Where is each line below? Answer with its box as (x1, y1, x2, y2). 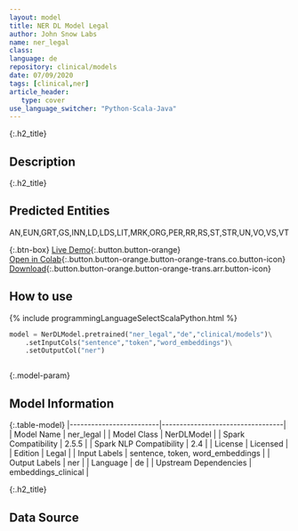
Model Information (9, 396, 115, 411)
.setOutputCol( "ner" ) (25, 346, 105, 356)
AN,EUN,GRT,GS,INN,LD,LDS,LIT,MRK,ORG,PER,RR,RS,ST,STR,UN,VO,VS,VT (9, 227, 289, 237)
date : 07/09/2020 (9, 71, 74, 80)
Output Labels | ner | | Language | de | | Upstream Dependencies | (9, 457, 252, 468)
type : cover (20, 95, 66, 105)
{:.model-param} (9, 370, 71, 381)
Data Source (9, 510, 79, 525)
